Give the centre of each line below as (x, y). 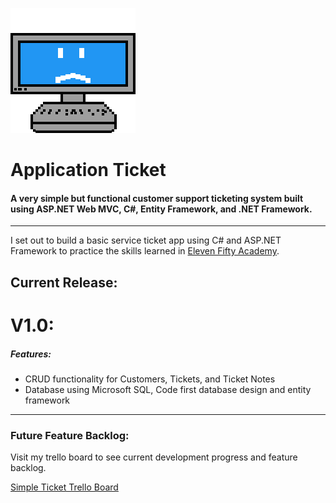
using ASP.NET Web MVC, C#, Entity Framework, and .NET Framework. (161, 209)
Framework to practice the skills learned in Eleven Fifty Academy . (145, 251)
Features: (31, 354)
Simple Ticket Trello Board (64, 487)
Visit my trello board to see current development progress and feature (154, 457)
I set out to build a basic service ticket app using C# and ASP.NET (146, 240)
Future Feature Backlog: (70, 435)
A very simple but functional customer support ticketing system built (157, 198)
